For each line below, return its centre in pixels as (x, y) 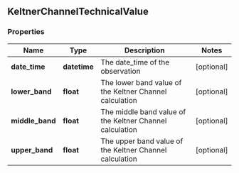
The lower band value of (141, 82)
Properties (26, 32)
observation (121, 71)
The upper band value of (142, 141)
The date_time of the (135, 62)
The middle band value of (143, 111)
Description (144, 50)
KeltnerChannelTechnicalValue (78, 12)
